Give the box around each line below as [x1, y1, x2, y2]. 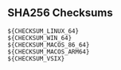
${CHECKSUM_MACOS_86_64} [7, 41, 90, 49]
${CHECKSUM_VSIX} [7, 54, 65, 62]
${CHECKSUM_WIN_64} [7, 34, 72, 42]
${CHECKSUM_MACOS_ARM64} [7, 47, 90, 56]
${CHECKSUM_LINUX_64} [7, 27, 80, 35]
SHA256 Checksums [7, 6, 113, 20]
